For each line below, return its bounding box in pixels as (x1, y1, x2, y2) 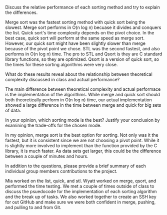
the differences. (5, 9, 38, 15)
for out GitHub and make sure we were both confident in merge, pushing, (5, 199, 156, 205)
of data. (5, 107, 21, 113)
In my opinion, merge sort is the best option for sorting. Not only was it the (5, 132, 158, 138)
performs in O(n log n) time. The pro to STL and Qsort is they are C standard (5, 51, 162, 57)
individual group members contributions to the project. (5, 168, 117, 174)
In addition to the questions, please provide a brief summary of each (5, 163, 146, 169)
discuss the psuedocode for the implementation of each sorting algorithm (5, 189, 157, 194)
